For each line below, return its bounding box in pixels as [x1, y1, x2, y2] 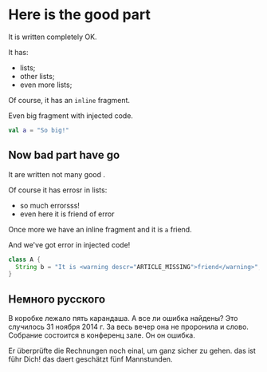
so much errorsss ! [19, 200, 80, 210]
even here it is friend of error [19, 209, 115, 219]
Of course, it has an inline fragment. [8, 95, 130, 105]
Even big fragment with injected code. [8, 110, 134, 121]
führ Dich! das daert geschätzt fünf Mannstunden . [8, 354, 173, 364]
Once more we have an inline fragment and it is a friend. [8, 224, 193, 234]
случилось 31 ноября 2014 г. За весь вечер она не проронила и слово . [8, 322, 249, 332]
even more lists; [19, 80, 73, 89]
